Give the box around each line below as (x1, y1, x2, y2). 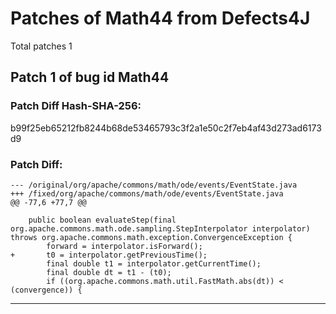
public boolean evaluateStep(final (28, 215, 177, 225)
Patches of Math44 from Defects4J (10, 7, 311, 30)
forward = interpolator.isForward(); (46, 241, 203, 251)
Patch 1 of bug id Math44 (10, 69, 170, 86)
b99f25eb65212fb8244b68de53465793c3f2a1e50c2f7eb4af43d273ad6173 (10, 122, 322, 134)
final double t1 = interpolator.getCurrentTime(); (46, 258, 262, 269)
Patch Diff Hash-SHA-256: (10, 99, 142, 113)
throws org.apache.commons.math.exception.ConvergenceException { (10, 232, 293, 242)
